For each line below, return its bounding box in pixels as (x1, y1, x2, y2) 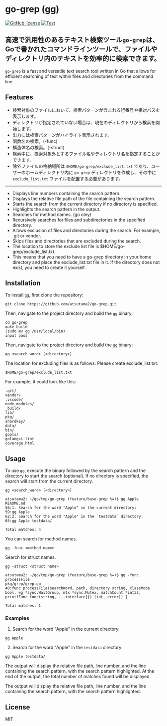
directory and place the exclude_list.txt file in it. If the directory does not (12, 259, 160, 265)
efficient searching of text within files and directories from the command (5, 73, 154, 79)
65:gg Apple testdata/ (5, 518, 52, 523)
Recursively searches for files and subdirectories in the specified (12, 217, 146, 223)
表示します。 (12, 113, 39, 119)
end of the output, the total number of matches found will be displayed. (5, 674, 151, 680)
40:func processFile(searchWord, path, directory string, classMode (5, 586, 150, 591)
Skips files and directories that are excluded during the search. (12, 238, 141, 244)
